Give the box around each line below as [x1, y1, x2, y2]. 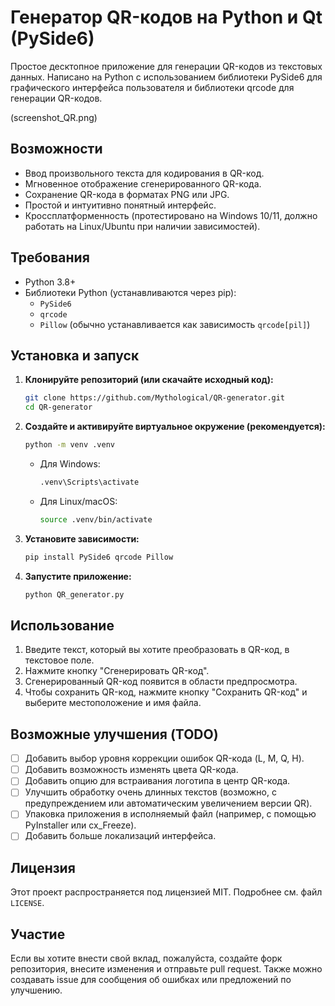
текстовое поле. [24, 654, 95, 666]
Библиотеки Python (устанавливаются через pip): [24, 286, 237, 298]
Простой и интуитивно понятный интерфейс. [24, 199, 217, 211]
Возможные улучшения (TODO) [10, 726, 219, 743]
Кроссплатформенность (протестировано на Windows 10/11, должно [24, 209, 318, 221]
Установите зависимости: [24, 532, 140, 545]
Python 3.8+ [24, 276, 77, 288]
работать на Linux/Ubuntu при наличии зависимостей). [24, 220, 261, 232]
